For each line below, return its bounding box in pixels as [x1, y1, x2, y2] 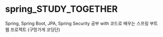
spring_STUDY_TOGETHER [5, 3, 118, 15]
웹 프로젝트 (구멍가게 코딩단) [5, 26, 61, 33]
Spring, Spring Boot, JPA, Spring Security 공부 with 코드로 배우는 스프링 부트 [5, 20, 158, 26]
